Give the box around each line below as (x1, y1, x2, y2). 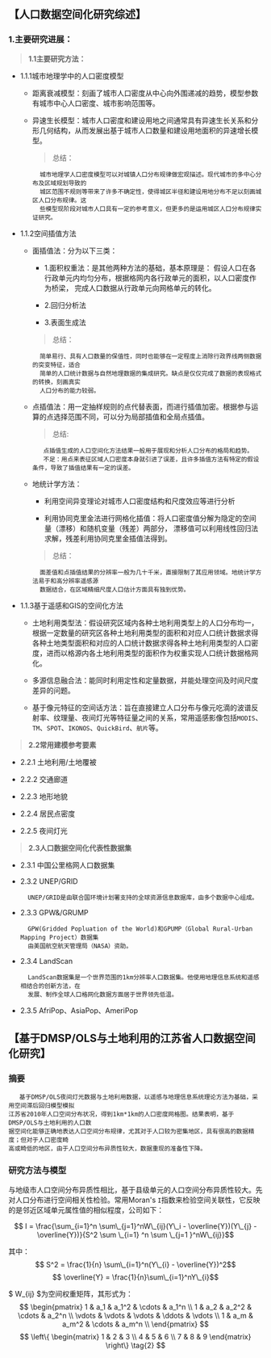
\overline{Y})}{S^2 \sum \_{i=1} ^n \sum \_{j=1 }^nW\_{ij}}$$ (36, 1230, 235, 1239)
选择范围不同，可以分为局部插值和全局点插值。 (53, 411, 210, 422)
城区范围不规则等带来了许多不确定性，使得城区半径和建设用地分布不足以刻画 (39, 187, 256, 196)
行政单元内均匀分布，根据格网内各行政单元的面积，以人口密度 (44, 273, 250, 283)
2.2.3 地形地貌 (19, 791, 69, 801)
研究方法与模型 (8, 1165, 67, 1176)
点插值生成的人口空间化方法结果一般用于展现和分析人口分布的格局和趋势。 (43, 447, 254, 455)
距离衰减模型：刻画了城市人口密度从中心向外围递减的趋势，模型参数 (31, 88, 259, 98)
